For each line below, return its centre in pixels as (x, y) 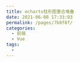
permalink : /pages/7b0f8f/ (39, 22)
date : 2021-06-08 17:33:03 (39, 17)
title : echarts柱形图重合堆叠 (40, 12)
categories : (21, 28)
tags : (13, 45)
